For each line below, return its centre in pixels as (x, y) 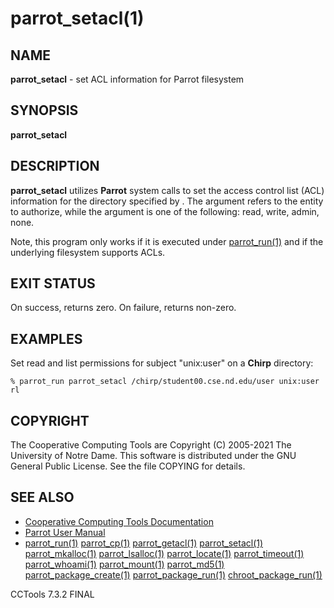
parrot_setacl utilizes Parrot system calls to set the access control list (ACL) (167, 190)
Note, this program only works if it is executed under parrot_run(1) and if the (167, 241)
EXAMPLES (46, 338)
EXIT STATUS (53, 283)
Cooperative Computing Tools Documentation (119, 521)
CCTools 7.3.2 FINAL (52, 594)
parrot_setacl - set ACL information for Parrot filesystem (127, 79)
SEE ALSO (42, 497)
